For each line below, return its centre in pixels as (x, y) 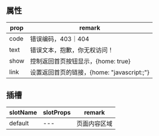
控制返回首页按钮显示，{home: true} (80, 61)
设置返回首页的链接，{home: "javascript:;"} (90, 72)
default (19, 123)
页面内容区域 (94, 124)
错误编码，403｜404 (60, 39)
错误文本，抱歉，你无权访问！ (72, 50)
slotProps (57, 112)
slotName (23, 112)
